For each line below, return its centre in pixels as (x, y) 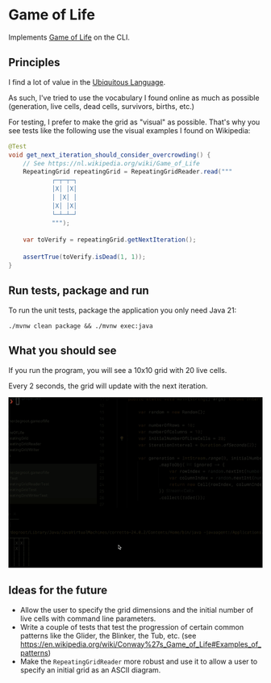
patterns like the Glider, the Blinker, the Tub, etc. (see (108, 635)
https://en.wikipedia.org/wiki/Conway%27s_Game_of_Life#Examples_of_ (141, 644)
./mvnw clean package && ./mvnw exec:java (81, 326)
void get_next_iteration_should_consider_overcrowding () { (110, 155)
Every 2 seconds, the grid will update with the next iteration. (108, 386)
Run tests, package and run (79, 291)
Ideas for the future (58, 591)
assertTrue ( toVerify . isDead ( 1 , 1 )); (85, 257)
